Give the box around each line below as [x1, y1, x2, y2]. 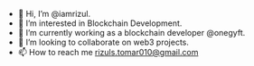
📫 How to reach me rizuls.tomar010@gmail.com [17, 47, 199, 57]
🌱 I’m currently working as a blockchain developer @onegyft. [17, 28, 246, 37]
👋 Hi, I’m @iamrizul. [17, 9, 91, 19]
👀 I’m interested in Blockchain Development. [17, 18, 183, 29]
